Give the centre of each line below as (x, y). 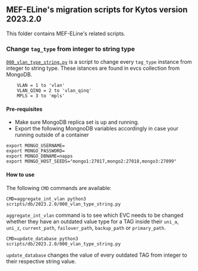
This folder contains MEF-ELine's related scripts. (66, 33)
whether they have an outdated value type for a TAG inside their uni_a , (93, 221)
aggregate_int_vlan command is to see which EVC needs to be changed (95, 215)
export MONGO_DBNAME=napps (40, 156)
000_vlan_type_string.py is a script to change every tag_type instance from (99, 62)
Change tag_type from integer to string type (70, 49)
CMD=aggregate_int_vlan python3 (46, 199)
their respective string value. (41, 261)
